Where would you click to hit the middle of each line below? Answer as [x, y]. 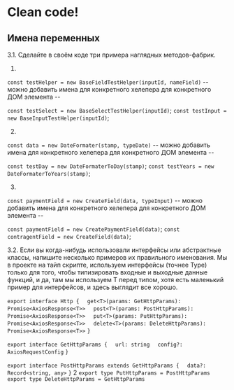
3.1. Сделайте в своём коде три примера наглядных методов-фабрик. [112, 55]
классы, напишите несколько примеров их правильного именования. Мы [117, 257]
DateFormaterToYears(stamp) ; [49, 173]
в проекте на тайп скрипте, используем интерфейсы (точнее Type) [107, 265]
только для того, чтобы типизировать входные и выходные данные [108, 272]
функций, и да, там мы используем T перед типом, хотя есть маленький [116, 280]
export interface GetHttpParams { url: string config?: [95, 344]
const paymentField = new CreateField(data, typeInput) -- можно [105, 201]
